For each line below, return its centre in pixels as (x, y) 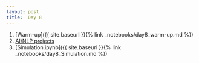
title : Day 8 (24, 17)
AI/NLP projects (34, 41)
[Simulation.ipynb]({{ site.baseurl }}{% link (68, 47)
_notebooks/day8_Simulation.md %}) (61, 53)
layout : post (23, 12)
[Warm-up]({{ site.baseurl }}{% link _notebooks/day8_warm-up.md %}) (104, 34)
